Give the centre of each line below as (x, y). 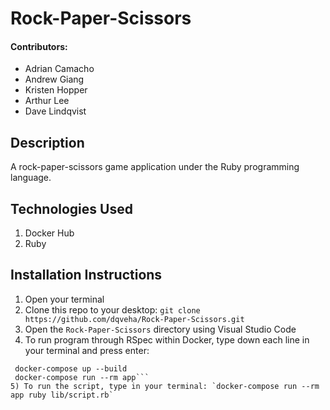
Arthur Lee (47, 101)
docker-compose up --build (71, 368)
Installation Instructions (86, 275)
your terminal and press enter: (87, 350)
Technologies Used (71, 208)
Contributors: (39, 46)
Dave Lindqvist (55, 111)
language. (31, 178)
